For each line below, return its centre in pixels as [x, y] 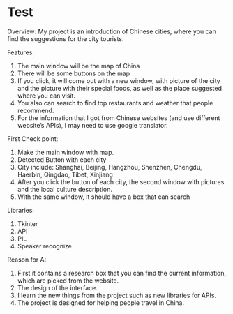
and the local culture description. [65, 189]
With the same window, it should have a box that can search [104, 197]
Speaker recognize [44, 246]
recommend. [36, 110]
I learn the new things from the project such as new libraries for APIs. [117, 295]
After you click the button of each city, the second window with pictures [121, 181]
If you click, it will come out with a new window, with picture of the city [119, 80]
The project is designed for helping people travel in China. [101, 302]
